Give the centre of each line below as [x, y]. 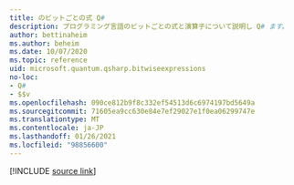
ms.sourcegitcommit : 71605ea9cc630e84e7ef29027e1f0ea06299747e [132, 111]
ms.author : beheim [44, 43]
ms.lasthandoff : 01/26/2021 [63, 137]
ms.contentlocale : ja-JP [57, 128]
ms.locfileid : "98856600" [58, 145]
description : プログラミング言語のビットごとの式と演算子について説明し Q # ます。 [149, 26]
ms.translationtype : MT [55, 119]
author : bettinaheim [49, 35]
